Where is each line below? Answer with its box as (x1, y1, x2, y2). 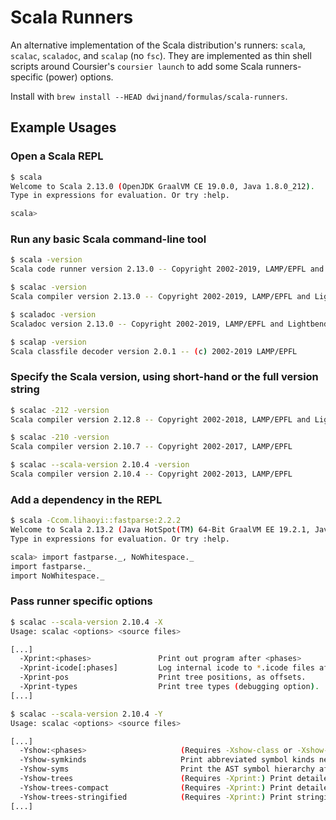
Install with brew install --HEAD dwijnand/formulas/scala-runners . (10, 90, 288, 102)
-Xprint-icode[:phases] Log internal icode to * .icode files (19, 663, 315, 673)
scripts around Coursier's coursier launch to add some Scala (10, 60, 264, 72)
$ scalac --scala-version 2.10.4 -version (10, 460, 190, 470)
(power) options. (45, 71, 114, 83)
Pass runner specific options (10, 594, 153, 608)
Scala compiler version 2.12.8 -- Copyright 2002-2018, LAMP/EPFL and (10, 414, 311, 425)
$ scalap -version (10, 337, 87, 347)
